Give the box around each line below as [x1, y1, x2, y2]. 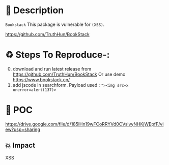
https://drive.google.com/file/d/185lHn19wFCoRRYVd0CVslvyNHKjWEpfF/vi [5, 121, 164, 127]
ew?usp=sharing [5, 126, 41, 133]
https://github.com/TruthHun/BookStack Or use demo [12, 71, 126, 77]
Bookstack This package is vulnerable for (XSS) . [5, 21, 105, 27]
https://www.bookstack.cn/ [12, 76, 70, 83]
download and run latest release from [12, 65, 92, 72]
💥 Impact [5, 141, 36, 150]
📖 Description [5, 5, 64, 16]
